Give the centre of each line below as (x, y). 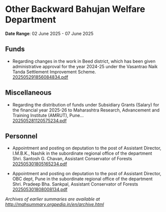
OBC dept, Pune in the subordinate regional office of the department (82, 179)
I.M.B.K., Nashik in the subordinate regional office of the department (82, 153)
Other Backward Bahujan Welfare (75, 9)
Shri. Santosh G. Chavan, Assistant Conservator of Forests (72, 159)
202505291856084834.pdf (40, 77)
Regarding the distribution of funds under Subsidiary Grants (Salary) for (86, 105)
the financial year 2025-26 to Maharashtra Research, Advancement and (86, 110)
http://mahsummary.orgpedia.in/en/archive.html (55, 205)
